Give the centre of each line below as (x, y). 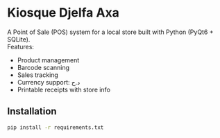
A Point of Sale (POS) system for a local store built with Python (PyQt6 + (110, 32)
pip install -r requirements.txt (56, 127)
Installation (32, 111)
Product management (48, 60)
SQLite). (19, 39)
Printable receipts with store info (64, 89)
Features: (21, 46)
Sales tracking (38, 75)
